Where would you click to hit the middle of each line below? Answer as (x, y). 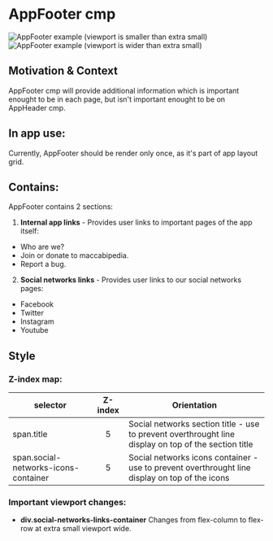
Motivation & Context (63, 71)
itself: (29, 231)
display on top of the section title (191, 444)
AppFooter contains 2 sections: (61, 207)
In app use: (37, 134)
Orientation (195, 405)
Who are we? (42, 247)
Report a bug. (43, 264)
